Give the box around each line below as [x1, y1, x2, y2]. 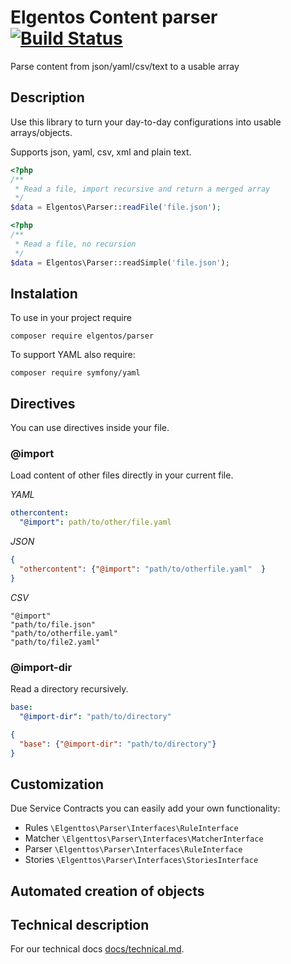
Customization [10, 776, 105, 793]
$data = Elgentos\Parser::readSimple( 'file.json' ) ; [10, 257, 230, 268]
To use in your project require [10, 312, 132, 324]
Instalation [10, 285, 78, 302]
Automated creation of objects [10, 882, 205, 900]
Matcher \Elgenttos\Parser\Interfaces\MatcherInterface [24, 832, 264, 845]
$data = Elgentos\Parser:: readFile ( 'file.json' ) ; [10, 202, 222, 213]
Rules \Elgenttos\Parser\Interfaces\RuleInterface [24, 822, 239, 834]
